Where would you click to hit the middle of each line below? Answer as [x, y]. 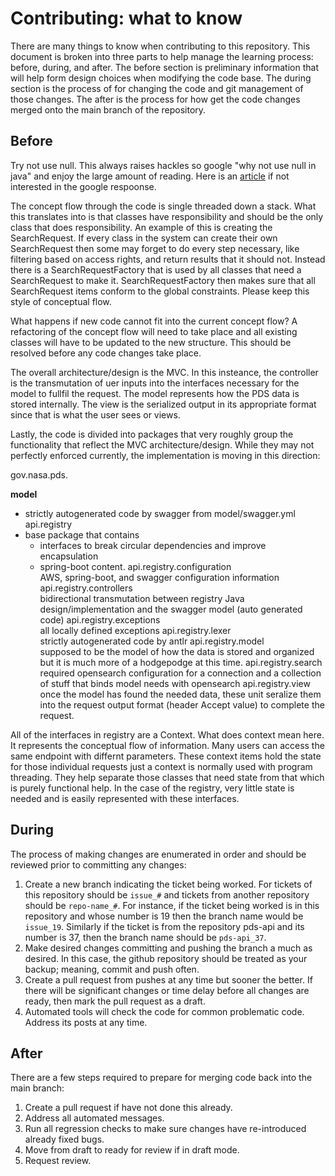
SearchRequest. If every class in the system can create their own [144, 238]
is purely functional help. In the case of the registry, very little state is [152, 788]
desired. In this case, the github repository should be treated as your [166, 958]
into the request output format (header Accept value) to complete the [182, 704]
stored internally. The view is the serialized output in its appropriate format [163, 404]
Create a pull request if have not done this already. [128, 1108]
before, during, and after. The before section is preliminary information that [164, 67]
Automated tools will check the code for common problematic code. [164, 1011]
